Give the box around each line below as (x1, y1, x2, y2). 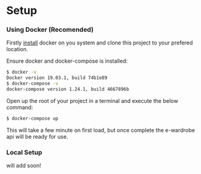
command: (6, 103, 33, 111)
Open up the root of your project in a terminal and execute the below (6, 97, 178, 104)
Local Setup (6, 148, 43, 156)
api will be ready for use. (6, 133, 68, 140)
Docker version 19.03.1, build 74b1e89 (6, 75, 108, 81)
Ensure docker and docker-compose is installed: (6, 57, 128, 64)
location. (6, 46, 29, 53)
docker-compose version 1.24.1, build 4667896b (6, 86, 130, 92)
